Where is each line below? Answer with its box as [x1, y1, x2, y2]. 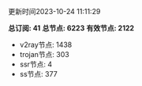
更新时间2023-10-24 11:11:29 [8, 7, 101, 16]
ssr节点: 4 [19, 59, 53, 69]
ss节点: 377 [19, 70, 58, 78]
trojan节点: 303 [19, 50, 69, 59]
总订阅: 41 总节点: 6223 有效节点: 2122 [8, 23, 135, 33]
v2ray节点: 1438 [19, 40, 73, 49]
